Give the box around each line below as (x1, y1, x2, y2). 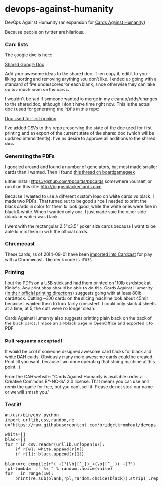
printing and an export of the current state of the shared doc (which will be (5, 130, 154, 136)
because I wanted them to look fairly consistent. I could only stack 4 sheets (5, 301, 156, 306)
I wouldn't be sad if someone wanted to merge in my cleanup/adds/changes (5, 96, 158, 102)
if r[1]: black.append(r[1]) (15, 451, 85, 457)
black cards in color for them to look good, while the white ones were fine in (5, 203, 157, 209)
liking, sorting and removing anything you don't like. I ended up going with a (5, 76, 157, 82)
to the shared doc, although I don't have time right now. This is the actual (5, 101, 151, 107)
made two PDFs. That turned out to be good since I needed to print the (5, 198, 147, 204)
